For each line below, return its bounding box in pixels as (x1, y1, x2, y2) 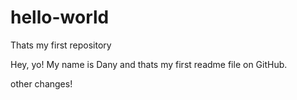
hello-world (10, 6, 110, 29)
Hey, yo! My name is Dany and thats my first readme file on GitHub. (10, 58, 288, 70)
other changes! (10, 77, 73, 90)
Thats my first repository (10, 39, 112, 51)
